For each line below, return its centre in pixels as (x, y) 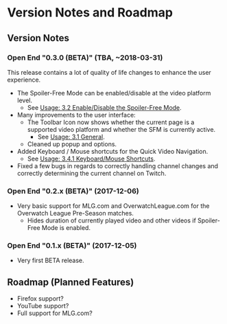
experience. (24, 80)
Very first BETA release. (50, 261)
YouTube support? (43, 306)
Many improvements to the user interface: (76, 115)
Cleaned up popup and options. (72, 144)
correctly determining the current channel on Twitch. (92, 173)
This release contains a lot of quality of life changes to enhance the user (109, 72)
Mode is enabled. (66, 228)
